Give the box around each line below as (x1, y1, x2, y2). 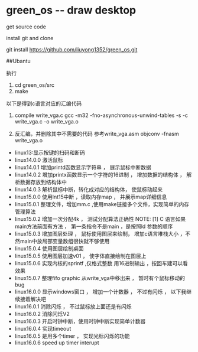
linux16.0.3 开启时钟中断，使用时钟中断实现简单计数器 (14, 317, 146, 325)
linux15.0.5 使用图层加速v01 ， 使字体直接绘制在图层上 (14, 252, 147, 259)
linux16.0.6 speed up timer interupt (14, 339, 99, 346)
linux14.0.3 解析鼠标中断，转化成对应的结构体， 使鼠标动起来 (14, 185, 163, 193)
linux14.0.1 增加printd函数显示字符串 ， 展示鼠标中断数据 (14, 164, 152, 171)
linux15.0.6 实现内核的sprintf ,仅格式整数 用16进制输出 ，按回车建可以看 (14, 259, 188, 266)
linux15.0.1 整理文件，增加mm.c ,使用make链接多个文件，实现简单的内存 (14, 200, 190, 207)
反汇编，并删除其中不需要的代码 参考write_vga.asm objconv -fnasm (14, 130, 179, 137)
